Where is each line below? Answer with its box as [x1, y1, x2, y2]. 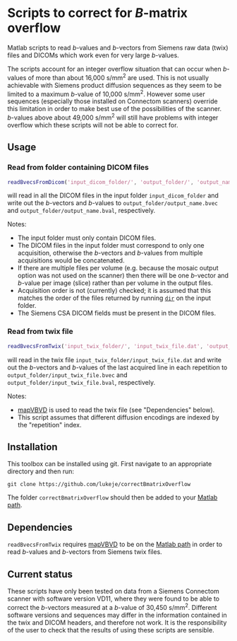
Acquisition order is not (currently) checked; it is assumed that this [17, 287, 212, 295]
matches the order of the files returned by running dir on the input [17, 294, 212, 302]
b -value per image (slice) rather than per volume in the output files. [17, 279, 213, 287]
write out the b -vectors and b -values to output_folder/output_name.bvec [7, 199, 219, 207]
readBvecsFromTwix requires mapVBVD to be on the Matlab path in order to [7, 540, 223, 549]
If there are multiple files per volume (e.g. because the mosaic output [17, 264, 219, 272]
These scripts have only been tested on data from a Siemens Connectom [7, 587, 220, 596]
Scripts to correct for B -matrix [7, 5, 188, 21]
